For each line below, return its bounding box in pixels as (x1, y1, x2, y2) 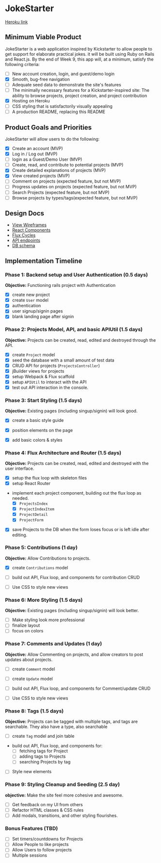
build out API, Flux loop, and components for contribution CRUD (12, 574, 140, 580)
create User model (12, 297, 48, 303)
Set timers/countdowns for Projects (12, 836, 83, 842)
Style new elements (12, 769, 52, 775)
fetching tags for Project (19, 748, 68, 754)
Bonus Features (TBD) (5, 825, 58, 831)
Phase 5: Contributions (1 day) (5, 544, 78, 551)
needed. (12, 496, 29, 501)
